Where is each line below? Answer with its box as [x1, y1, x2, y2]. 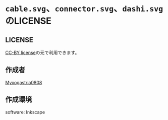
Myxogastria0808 [5, 79, 42, 85]
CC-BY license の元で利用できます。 [5, 49, 80, 55]
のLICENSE [5, 15, 52, 27]
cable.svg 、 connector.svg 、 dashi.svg [5, 3, 163, 14]
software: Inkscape [5, 109, 45, 115]
